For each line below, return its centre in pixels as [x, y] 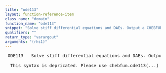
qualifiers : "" [21, 33]
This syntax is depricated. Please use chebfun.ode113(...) [84, 65]
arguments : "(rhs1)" [26, 42]
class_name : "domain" [27, 19]
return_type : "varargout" [32, 37]
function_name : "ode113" [31, 23]
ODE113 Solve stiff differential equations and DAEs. [77, 55]
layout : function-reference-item [40, 14]
